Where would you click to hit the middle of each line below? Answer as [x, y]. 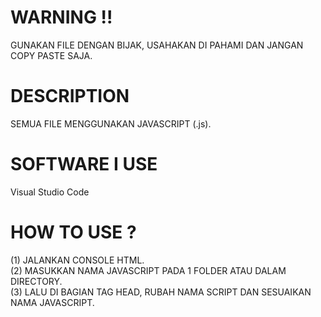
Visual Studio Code [50, 192]
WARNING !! [61, 17]
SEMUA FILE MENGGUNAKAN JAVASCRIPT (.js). [111, 123]
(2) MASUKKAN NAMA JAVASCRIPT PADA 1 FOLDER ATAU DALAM [148, 270]
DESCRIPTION [70, 96]
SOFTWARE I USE [84, 164]
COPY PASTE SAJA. [51, 55]
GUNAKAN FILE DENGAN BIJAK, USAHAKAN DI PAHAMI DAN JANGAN [157, 45]
